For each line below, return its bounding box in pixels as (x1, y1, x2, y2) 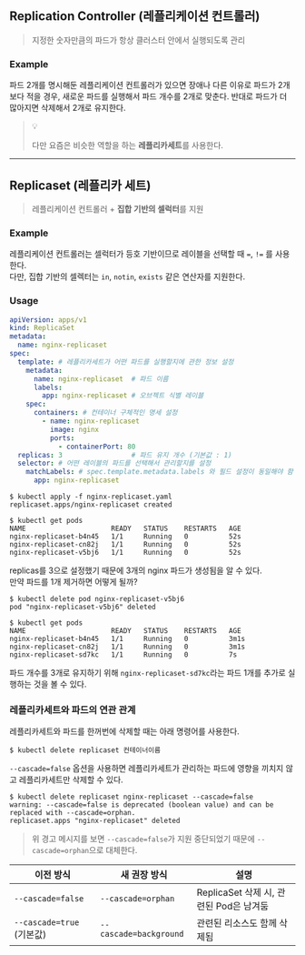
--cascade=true (14, 918, 80, 928)
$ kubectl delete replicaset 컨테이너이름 (9, 746, 162, 755)
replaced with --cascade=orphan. (9, 809, 136, 818)
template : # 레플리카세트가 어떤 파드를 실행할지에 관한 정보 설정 (17, 357, 234, 367)
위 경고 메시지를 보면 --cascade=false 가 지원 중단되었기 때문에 (31, 833, 256, 844)
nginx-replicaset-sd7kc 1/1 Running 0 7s (9, 650, 238, 659)
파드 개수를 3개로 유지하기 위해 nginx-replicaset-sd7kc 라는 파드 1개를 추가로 (9, 668, 286, 679)
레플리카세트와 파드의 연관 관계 (9, 703, 136, 716)
